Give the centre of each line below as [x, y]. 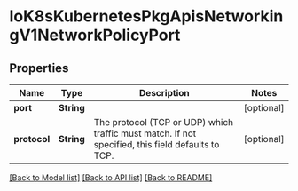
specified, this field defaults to [157, 144]
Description [164, 93]
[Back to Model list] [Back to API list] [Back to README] [111, 178]
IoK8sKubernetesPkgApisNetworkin [146, 16]
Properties [39, 68]
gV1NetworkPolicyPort [95, 35]
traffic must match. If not [145, 133]
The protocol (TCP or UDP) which [164, 122]
